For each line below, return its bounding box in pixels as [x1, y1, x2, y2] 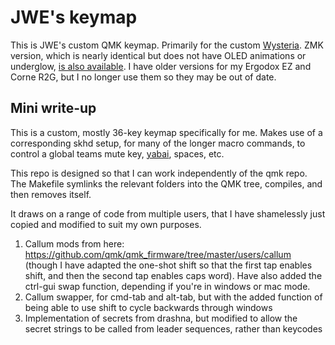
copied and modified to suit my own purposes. [10, 218, 202, 230]
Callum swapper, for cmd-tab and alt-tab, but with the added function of [24, 291, 323, 303]
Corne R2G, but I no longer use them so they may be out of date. [10, 71, 277, 83]
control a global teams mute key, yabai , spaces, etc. [10, 147, 225, 160]
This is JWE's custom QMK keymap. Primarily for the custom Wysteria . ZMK [10, 39, 324, 51]
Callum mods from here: [24, 237, 125, 250]
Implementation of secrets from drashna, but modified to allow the [24, 312, 298, 324]
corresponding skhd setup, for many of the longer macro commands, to [10, 137, 306, 149]
